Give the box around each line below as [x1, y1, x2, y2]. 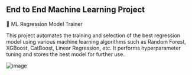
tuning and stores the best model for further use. [6, 50, 125, 58]
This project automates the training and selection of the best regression [6, 32, 180, 39]
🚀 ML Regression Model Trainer [6, 20, 83, 27]
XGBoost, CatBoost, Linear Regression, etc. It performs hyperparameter [6, 44, 181, 51]
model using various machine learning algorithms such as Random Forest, [6, 38, 186, 45]
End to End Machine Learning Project [6, 5, 145, 15]
